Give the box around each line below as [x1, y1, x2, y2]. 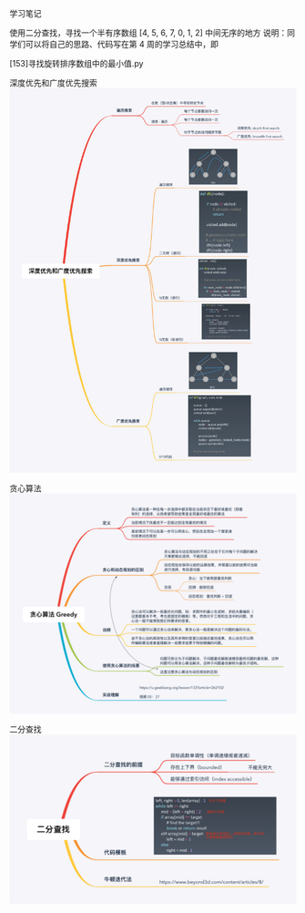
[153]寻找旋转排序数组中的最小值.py [9, 58, 144, 68]
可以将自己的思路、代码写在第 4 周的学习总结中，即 [25, 39, 219, 49]
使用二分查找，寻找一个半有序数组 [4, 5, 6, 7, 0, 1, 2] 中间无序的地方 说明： [9, 27, 288, 38]
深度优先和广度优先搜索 [9, 77, 97, 88]
